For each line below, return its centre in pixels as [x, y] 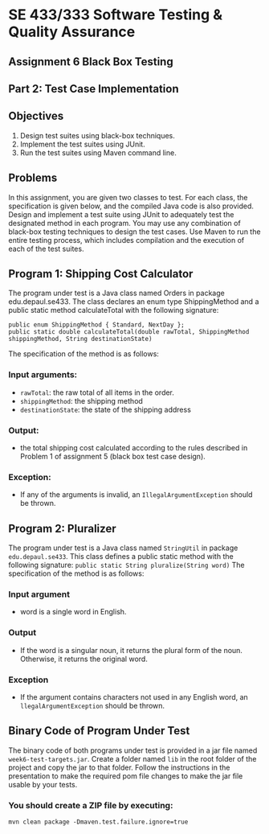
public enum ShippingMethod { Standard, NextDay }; [96, 325]
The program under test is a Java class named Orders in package [116, 293]
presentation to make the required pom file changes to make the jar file [126, 776]
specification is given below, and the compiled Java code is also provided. [131, 206]
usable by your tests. [43, 784]
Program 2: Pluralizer [62, 528]
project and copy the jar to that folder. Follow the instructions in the [119, 767]
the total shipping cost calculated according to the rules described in [134, 448]
